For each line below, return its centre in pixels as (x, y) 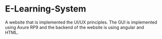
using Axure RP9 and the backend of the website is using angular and (75, 27)
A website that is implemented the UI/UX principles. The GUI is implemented (81, 22)
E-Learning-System (46, 9)
